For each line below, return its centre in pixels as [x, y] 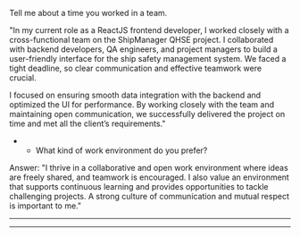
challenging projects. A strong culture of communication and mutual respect [150, 196]
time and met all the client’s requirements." [87, 123]
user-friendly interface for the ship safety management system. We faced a [148, 59]
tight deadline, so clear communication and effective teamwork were [135, 68]
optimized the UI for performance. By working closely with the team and [142, 105]
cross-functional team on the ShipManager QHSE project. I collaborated [142, 40]
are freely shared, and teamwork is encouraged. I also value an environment [150, 177]
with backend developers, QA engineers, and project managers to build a [144, 49]
